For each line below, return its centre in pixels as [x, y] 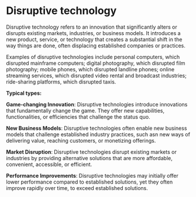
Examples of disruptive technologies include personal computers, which [93, 57]
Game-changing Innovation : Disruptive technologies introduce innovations [97, 104]
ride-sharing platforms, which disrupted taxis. [61, 82]
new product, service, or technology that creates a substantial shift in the [94, 39]
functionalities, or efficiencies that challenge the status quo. [78, 117]
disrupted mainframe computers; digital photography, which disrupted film [96, 63]
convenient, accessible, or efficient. [49, 164]
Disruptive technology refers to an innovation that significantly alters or [92, 27]
